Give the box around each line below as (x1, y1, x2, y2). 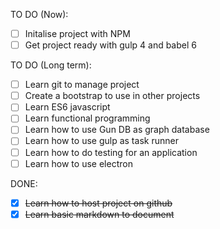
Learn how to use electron (24, 157, 133, 169)
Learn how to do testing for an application (24, 146, 198, 158)
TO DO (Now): (10, 9, 69, 20)
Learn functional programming (24, 112, 151, 124)
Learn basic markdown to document (24, 208, 175, 220)
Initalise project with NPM (24, 28, 131, 39)
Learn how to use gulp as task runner (24, 135, 179, 147)
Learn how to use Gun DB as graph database (24, 124, 210, 136)
